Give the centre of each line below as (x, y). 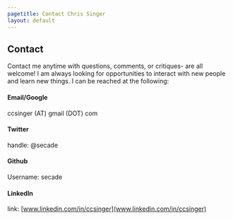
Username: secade (35, 177)
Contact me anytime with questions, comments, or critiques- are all (105, 66)
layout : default (31, 21)
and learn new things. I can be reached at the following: (88, 81)
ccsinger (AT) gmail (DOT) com (53, 113)
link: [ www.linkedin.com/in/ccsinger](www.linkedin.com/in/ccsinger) (107, 209)
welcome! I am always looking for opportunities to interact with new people (116, 74)
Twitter (18, 129)
